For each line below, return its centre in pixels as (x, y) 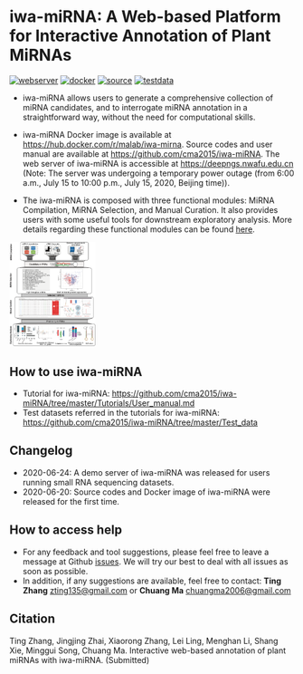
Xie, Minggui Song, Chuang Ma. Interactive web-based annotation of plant (148, 650)
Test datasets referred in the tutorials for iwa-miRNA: (121, 413)
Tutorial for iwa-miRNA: (66, 394)
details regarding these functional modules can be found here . (138, 229)
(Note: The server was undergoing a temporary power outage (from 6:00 (158, 173)
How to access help (66, 530)
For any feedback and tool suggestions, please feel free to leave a (146, 552)
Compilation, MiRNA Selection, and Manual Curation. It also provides (150, 209)
